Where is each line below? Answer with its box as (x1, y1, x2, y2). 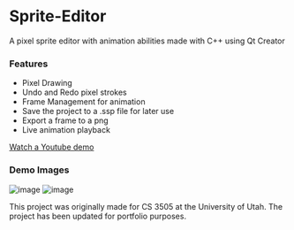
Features (9, 57, 49, 70)
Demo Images (9, 164, 70, 176)
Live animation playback (21, 125, 110, 135)
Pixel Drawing (21, 78, 72, 88)
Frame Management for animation (21, 96, 146, 107)
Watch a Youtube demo (9, 142, 94, 152)
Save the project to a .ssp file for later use (21, 106, 175, 117)
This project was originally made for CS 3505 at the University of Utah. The (9, 201, 283, 211)
